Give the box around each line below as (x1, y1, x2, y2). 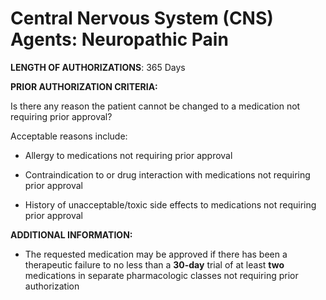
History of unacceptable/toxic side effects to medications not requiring (24, 198, 317, 211)
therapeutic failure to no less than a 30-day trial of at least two (24, 258, 285, 271)
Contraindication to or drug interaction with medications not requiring (24, 168, 311, 181)
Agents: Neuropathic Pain (10, 28, 229, 51)
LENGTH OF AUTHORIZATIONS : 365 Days (10, 61, 186, 73)
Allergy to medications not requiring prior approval (24, 149, 233, 161)
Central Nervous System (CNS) (10, 7, 274, 30)
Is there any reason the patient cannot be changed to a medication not (10, 100, 301, 112)
